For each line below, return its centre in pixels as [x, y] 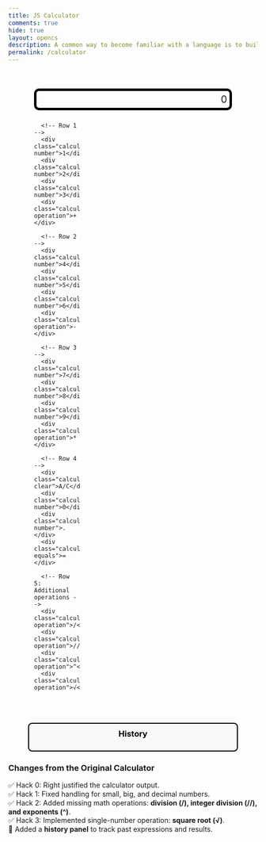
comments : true [33, 23]
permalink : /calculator [47, 52]
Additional [52, 591]
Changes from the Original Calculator [82, 767]
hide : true [26, 30]
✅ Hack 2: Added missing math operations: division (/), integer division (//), [133, 803]
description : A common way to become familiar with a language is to [125, 45]
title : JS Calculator [44, 15]
